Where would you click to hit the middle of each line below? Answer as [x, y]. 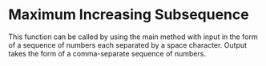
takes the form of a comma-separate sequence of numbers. [107, 53]
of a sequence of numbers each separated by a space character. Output [127, 45]
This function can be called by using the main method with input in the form [133, 37]
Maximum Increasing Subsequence [129, 15]
